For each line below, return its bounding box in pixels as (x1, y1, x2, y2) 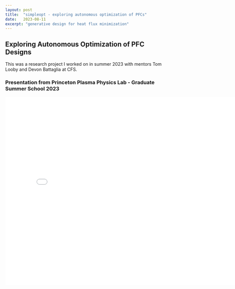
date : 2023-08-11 (5, 17, 46, 22)
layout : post (5, 7, 33, 13)
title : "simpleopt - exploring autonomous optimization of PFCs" (5, 12, 147, 17)
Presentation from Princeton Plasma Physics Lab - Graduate (5, 79, 155, 86)
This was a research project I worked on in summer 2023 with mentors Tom (5, 61, 162, 67)
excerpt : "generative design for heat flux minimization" (5, 21, 129, 27)
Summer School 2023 (5, 85, 60, 92)
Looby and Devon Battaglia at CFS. (5, 66, 77, 73)
